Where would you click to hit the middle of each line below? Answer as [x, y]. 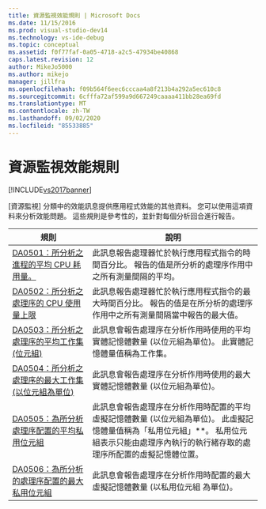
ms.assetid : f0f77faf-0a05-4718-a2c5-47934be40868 [93, 52]
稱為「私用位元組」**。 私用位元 [186, 430]
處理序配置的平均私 [48, 430]
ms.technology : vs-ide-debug [56, 38]
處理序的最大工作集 [48, 380]
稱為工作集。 [148, 353]
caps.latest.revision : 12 [51, 60]
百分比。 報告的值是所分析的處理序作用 [173, 264]
